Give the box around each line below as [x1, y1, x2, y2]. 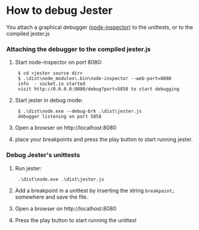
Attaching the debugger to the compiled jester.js [6, 45, 152, 53]
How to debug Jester [6, 4, 113, 17]
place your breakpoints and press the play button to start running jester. [14, 136, 193, 143]
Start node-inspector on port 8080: [14, 58, 103, 66]
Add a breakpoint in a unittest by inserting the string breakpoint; [14, 187, 176, 194]
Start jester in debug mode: [14, 97, 83, 104]
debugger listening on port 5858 [17, 114, 102, 120]
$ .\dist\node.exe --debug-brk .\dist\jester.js [17, 108, 142, 114]
